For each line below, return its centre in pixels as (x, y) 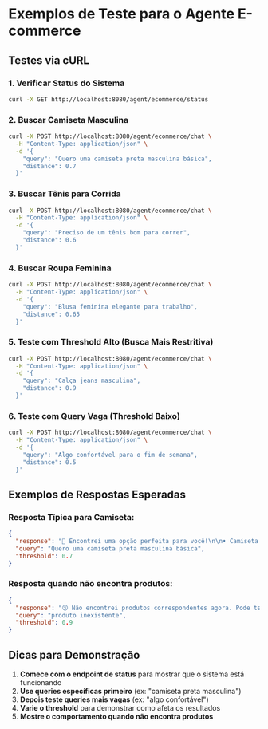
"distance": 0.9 (50, 388)
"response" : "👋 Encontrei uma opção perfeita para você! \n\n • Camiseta (137, 542)
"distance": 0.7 (50, 166)
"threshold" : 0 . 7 (44, 556)
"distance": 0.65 (51, 314)
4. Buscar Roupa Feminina (60, 268)
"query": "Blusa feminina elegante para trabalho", (110, 307)
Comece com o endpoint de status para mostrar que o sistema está (132, 674)
